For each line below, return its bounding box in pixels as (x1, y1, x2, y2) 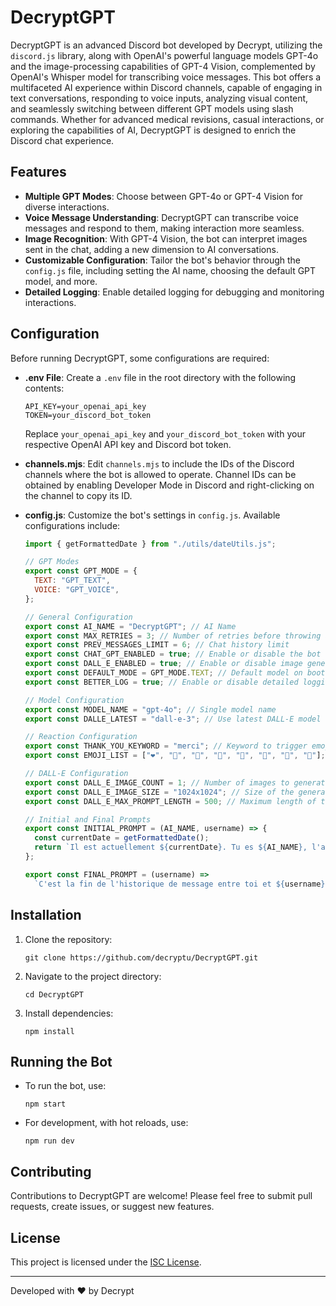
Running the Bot (10, 1053, 113, 1070)
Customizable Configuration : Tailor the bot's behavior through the (24, 254, 302, 266)
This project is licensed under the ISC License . (10, 1256, 202, 1268)
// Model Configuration (24, 695, 125, 705)
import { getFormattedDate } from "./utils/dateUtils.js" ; (24, 539, 277, 549)
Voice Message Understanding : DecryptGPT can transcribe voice (24, 211, 299, 223)
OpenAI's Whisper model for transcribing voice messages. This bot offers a (10, 71, 322, 83)
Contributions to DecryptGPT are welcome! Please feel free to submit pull (10, 1190, 313, 1202)
